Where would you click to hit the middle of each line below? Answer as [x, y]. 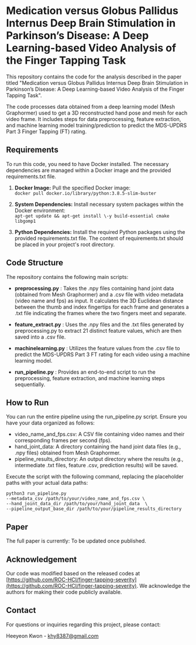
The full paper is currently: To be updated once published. [76, 541]
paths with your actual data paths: [47, 483]
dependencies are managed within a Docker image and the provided [89, 170]
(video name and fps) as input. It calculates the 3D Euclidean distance [99, 301]
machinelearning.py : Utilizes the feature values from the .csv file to [97, 348]
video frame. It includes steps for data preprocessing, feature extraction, [94, 119]
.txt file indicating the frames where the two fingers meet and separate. [100, 313]
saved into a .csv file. [40, 337]
